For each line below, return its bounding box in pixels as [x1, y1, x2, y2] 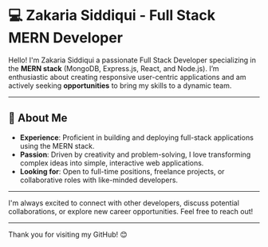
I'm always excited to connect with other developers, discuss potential [8, 197, 239, 208]
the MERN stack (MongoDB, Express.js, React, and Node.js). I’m [8, 63, 219, 73]
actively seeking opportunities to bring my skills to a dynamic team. [8, 81, 232, 90]
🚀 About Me [8, 111, 68, 125]
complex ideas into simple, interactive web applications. [19, 157, 204, 168]
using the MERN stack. [19, 141, 95, 150]
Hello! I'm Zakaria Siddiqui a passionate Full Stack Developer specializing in [8, 55, 257, 65]
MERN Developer [8, 29, 124, 47]
